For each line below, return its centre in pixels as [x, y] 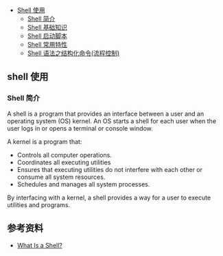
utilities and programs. [39, 204]
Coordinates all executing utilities [64, 162]
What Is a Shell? [40, 245]
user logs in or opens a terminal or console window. [80, 128]
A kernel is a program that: [45, 141]
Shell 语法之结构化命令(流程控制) [73, 53]
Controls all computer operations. [64, 155]
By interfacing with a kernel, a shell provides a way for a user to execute [109, 198]
